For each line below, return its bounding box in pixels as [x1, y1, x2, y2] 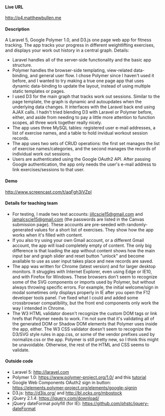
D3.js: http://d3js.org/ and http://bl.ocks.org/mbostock [12, 390, 122, 396]
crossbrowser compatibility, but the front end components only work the [12, 300, 159, 306]
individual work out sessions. [12, 151, 71, 157]
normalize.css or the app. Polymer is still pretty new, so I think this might [12, 336, 159, 342]
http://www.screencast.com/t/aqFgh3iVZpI [5, 189, 92, 195]
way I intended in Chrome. [12, 305, 66, 311]
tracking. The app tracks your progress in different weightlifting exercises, [5, 42, 155, 48]
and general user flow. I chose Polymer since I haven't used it [29, 73, 155, 79]
